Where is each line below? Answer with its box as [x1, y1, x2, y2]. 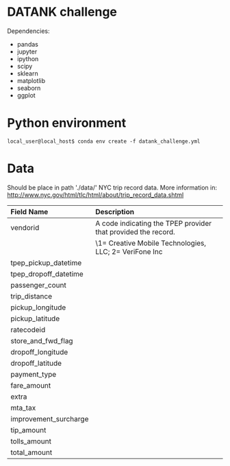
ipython [16, 54, 39, 62]
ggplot [16, 91, 36, 100]
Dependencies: [7, 27, 50, 35]
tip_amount [10, 425, 47, 434]
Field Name [10, 207, 49, 216]
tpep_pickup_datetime [10, 258, 82, 268]
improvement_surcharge [10, 414, 89, 423]
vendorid [10, 222, 40, 232]
